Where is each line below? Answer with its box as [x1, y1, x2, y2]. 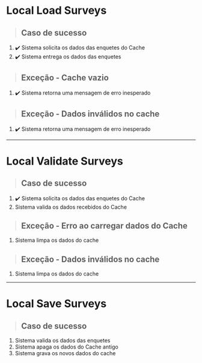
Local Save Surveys [6, 297, 107, 311]
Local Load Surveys [6, 4, 107, 17]
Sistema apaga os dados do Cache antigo [14, 343, 118, 350]
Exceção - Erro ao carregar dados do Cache [20, 221, 188, 231]
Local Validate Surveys [6, 154, 123, 168]
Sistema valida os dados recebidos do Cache [14, 203, 127, 210]
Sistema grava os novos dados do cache [14, 350, 116, 357]
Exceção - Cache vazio [20, 73, 109, 83]
